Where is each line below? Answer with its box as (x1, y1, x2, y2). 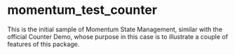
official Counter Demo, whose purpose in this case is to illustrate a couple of (7, 32, 228, 40)
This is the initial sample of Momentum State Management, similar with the (7, 25, 223, 33)
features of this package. (7, 40, 80, 48)
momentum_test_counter (7, 2, 158, 18)
